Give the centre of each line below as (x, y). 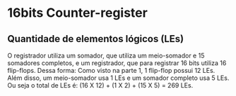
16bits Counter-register (78, 13)
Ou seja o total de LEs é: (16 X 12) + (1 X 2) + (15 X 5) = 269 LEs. (100, 85)
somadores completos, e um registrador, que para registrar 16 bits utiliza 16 (117, 63)
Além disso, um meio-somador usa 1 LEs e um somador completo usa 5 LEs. (118, 78)
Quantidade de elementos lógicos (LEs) (96, 39)
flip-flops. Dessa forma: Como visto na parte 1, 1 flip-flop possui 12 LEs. (111, 70)
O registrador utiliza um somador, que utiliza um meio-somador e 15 (106, 55)
